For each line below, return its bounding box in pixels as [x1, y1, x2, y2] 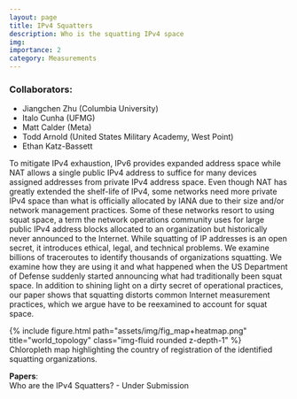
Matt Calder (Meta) [21, 122, 92, 133]
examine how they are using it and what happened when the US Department [9, 262, 288, 272]
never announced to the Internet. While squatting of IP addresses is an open [9, 234, 288, 244]
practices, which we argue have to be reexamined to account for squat [9, 299, 268, 310]
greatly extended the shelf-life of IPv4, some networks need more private [9, 187, 277, 197]
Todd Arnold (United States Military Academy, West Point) [21, 132, 234, 142]
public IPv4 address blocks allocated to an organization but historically [9, 224, 268, 234]
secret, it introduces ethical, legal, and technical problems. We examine [9, 242, 270, 253]
